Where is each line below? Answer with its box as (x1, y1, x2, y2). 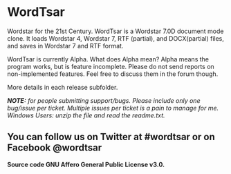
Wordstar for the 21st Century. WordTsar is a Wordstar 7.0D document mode (7, 27, 224, 35)
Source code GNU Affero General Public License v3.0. (7, 160, 165, 168)
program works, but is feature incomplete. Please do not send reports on (7, 62, 214, 70)
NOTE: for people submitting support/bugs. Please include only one (7, 96, 201, 104)
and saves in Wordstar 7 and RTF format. (7, 41, 124, 50)
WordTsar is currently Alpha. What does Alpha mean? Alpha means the (7, 55, 210, 63)
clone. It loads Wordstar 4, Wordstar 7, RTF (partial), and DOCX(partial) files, (7, 34, 225, 42)
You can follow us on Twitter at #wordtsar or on (7, 131, 216, 143)
